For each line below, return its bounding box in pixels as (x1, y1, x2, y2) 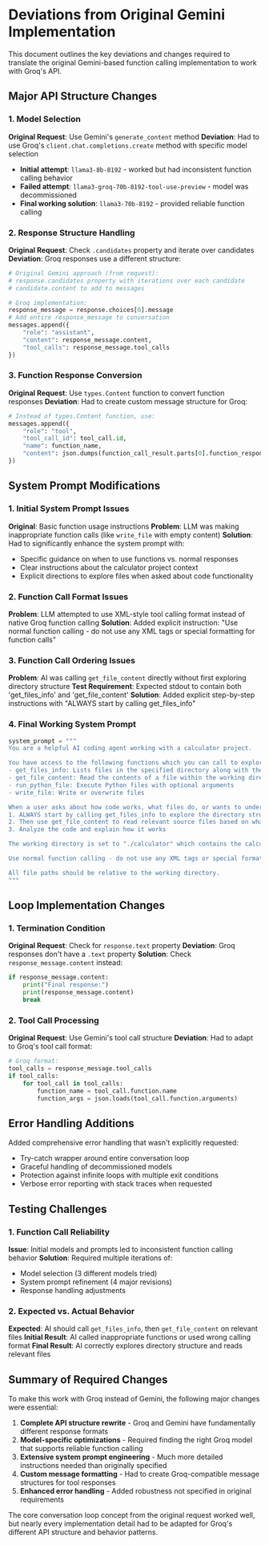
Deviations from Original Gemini (8, 6, 226, 24)
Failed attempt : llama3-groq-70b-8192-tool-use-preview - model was (19, 181, 249, 191)
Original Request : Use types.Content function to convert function (8, 387, 225, 398)
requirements (19, 1494, 64, 1505)
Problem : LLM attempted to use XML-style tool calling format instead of (8, 609, 246, 618)
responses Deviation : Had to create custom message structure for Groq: (8, 396, 248, 406)
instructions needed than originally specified (19, 1461, 167, 1470)
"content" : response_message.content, (22, 335, 152, 344)
